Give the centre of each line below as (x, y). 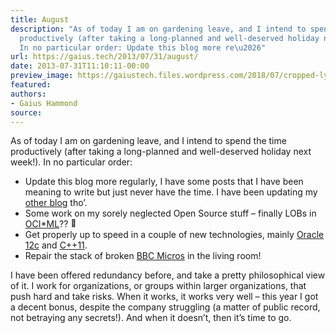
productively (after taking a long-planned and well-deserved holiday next (161, 152)
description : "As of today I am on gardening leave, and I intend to (158, 29)
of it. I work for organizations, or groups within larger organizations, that (158, 286)
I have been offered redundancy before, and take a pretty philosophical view (168, 275)
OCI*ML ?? (46, 224)
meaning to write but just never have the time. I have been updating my (171, 192)
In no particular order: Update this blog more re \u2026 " (143, 47)
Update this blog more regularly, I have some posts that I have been (164, 182)
